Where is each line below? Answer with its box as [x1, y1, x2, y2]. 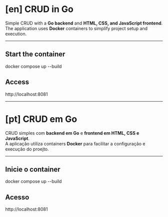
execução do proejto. [5, 146, 49, 152]
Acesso [5, 193, 29, 201]
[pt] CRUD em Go [5, 113, 77, 125]
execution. [5, 31, 27, 37]
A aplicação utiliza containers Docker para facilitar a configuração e [5, 140, 145, 146]
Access [5, 78, 29, 86]
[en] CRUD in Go [5, 4, 73, 15]
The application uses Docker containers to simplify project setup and [5, 25, 148, 31]
